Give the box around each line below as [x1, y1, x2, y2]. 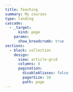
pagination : [18, 66, 42, 71]
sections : [5, 43, 25, 48]
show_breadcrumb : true [18, 39, 64, 44]
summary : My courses [5, 12, 47, 17]
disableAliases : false [22, 71, 69, 75]
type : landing [5, 16, 34, 21]
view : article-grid [18, 57, 57, 62]
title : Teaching [5, 7, 38, 12]
